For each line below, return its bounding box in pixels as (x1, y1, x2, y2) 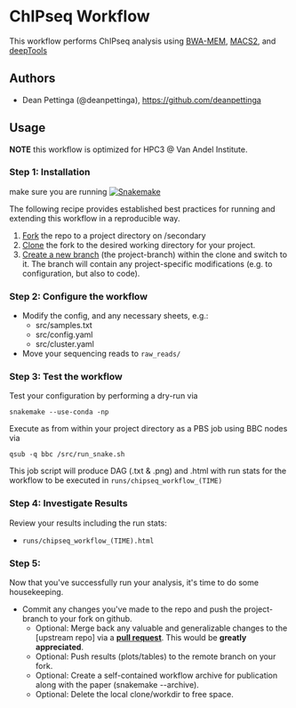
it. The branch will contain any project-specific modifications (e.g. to (21, 258, 273, 269)
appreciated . (35, 642, 84, 653)
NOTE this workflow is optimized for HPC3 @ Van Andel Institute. (9, 144, 248, 155)
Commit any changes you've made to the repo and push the (21, 604, 242, 615)
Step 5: (9, 557, 42, 569)
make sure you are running (9, 186, 108, 197)
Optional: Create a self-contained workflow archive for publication (35, 670, 278, 681)
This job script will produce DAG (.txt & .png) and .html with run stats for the (9, 465, 287, 477)
